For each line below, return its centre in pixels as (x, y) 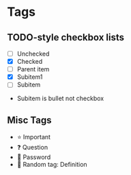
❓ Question (32, 148)
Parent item (33, 69)
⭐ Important (34, 137)
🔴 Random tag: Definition (52, 165)
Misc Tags (30, 120)
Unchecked (33, 54)
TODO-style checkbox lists (66, 37)
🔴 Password (34, 157)
